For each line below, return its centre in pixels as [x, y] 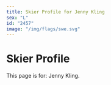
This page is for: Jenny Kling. [43, 76]
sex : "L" [17, 18]
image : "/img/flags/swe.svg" [43, 29]
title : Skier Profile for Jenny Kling [56, 12]
